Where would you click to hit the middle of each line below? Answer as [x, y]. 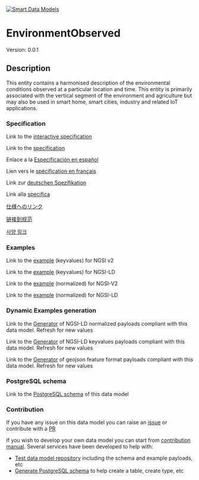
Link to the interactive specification [49, 136]
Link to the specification [36, 148]
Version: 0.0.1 [22, 49]
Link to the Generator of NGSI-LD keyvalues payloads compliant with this [96, 341]
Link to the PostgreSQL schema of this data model [68, 394]
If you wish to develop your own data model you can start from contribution [99, 440]
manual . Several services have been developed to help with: [80, 447]
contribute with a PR [31, 429]
